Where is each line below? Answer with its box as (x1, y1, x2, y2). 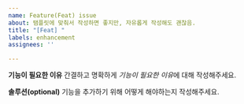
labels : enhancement (8, 33, 76, 42)
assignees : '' (8, 41, 55, 49)
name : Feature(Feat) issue (8, 11, 97, 20)
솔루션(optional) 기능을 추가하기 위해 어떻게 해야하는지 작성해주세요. (8, 87, 220, 97)
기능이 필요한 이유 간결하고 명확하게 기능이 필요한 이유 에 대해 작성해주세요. (8, 70, 237, 80)
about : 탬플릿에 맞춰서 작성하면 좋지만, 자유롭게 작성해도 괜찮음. (8, 19, 196, 27)
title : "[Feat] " (8, 26, 65, 34)
